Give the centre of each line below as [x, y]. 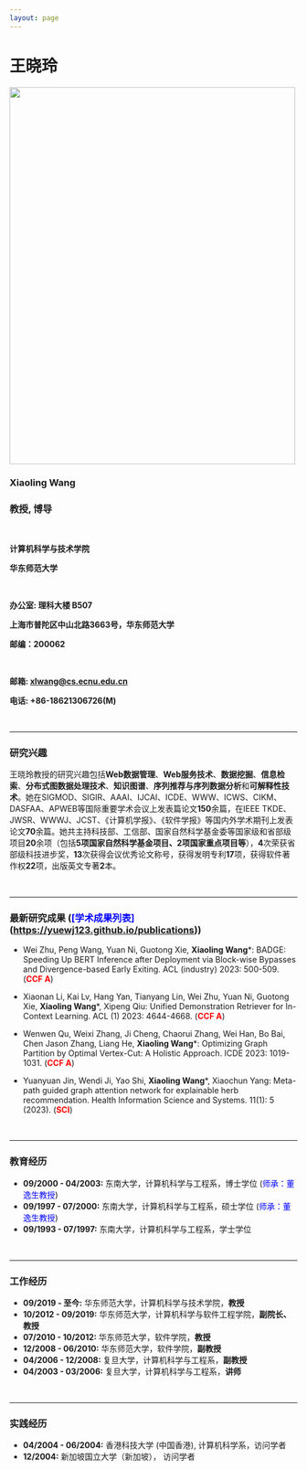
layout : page [34, 18]
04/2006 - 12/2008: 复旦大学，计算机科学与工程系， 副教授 [135, 1359]
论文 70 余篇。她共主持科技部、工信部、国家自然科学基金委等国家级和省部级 [151, 832]
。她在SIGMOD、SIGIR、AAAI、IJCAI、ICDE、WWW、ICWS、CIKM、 [150, 797]
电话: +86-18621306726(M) [63, 700]
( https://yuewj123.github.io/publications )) [106, 930]
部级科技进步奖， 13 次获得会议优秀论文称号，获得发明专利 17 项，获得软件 [146, 855]
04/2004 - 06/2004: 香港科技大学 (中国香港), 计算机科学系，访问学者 [154, 1445]
